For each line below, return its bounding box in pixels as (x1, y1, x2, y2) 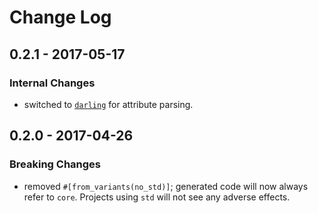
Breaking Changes (9, 157, 102, 171)
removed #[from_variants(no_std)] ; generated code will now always (23, 180, 309, 192)
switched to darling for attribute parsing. (23, 98, 194, 110)
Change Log (9, 6, 112, 29)
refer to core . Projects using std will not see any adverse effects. (23, 191, 291, 203)
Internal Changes (9, 76, 96, 90)
